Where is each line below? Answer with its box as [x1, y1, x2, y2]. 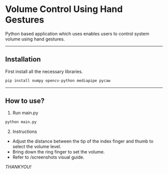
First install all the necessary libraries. [5, 68, 83, 74]
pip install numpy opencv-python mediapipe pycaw [5, 78, 111, 83]
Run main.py [12, 110, 38, 116]
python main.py [5, 119, 37, 124]
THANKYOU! [5, 164, 31, 170]
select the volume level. [12, 143, 61, 149]
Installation [5, 55, 41, 63]
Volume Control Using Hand [5, 3, 123, 15]
